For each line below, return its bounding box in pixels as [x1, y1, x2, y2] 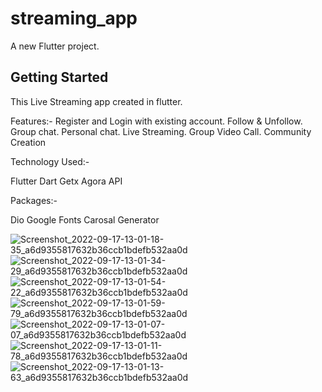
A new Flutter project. [10, 40, 100, 52]
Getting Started [10, 69, 109, 86]
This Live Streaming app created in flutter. [10, 95, 183, 107]
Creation [10, 136, 47, 148]
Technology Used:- [10, 155, 90, 167]
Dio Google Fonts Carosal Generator [10, 213, 160, 226]
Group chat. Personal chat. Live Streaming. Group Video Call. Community [10, 125, 312, 137]
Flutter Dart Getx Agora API [10, 175, 123, 187]
